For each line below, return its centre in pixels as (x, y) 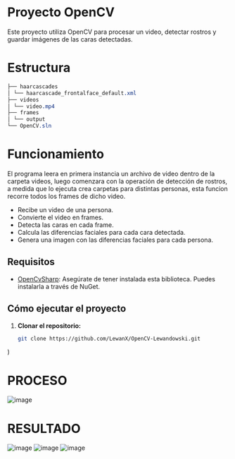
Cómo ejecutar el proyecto (67, 308)
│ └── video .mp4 (31, 106)
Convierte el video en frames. (61, 217)
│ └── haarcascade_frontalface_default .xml (72, 93)
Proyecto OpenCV (61, 12)
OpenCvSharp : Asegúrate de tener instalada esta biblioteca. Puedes (116, 279)
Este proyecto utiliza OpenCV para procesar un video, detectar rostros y (112, 32)
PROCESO (37, 380)
